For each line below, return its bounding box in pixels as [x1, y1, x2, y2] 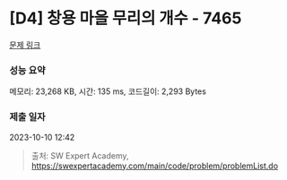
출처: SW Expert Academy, [30, 150, 129, 161]
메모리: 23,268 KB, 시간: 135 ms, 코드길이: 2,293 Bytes [9, 86, 206, 97]
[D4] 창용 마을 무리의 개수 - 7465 [9, 8, 242, 29]
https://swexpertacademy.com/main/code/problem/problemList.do [30, 160, 279, 171]
